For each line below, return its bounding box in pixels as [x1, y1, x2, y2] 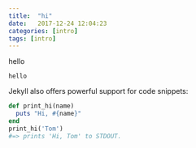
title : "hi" [8, 11, 53, 20]
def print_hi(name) [8, 102, 75, 110]
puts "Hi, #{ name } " [15, 110, 82, 118]
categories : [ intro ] [8, 27, 79, 35]
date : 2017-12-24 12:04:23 [8, 19, 107, 27]
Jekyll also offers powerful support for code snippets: [8, 87, 189, 96]
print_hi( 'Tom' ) [8, 125, 63, 133]
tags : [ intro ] [8, 34, 57, 43]
